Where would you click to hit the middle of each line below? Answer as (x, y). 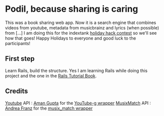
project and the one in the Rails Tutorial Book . (51, 76)
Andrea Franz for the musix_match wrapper (49, 108)
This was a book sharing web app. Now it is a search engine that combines (81, 23)
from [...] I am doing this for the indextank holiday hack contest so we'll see (81, 33)
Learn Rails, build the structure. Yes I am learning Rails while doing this (76, 70)
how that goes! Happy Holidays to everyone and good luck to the (70, 38)
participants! (18, 43)
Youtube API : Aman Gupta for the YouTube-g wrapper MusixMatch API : (78, 103)
